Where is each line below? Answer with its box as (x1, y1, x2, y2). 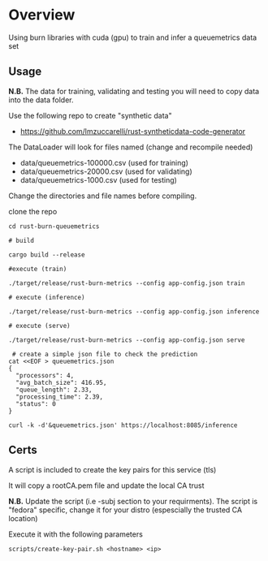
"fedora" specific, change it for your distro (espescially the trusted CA (8, 505, 242, 515)
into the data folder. (8, 95, 74, 105)
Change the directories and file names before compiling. (8, 191, 197, 201)
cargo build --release (8, 250, 85, 259)
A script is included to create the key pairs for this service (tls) (8, 464, 217, 474)
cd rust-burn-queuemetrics (8, 222, 100, 231)
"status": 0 (15, 399, 57, 408)
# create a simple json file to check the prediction (11, 350, 198, 358)
